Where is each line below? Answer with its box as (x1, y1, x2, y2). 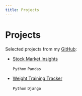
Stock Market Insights (12, 56, 58, 62)
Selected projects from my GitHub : (5, 46, 77, 52)
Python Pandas (12, 66, 41, 71)
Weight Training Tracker (12, 75, 63, 81)
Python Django (12, 86, 41, 91)
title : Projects (5, 7, 39, 13)
